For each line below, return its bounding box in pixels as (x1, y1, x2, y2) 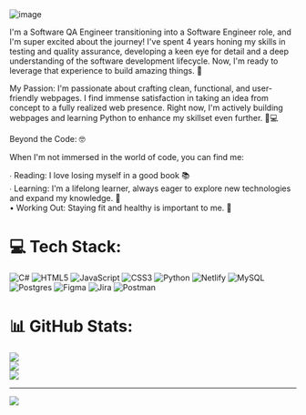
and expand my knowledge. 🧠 (9, 193, 121, 204)
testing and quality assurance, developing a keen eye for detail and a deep (9, 46, 290, 57)
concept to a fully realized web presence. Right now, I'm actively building (9, 102, 284, 114)
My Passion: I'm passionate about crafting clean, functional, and (9, 83, 250, 94)
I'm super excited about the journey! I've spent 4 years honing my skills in (9, 36, 286, 47)
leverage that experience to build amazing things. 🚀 (9, 66, 203, 76)
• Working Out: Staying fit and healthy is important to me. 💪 (9, 202, 232, 214)
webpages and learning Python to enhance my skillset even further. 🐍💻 (9, 113, 279, 124)
